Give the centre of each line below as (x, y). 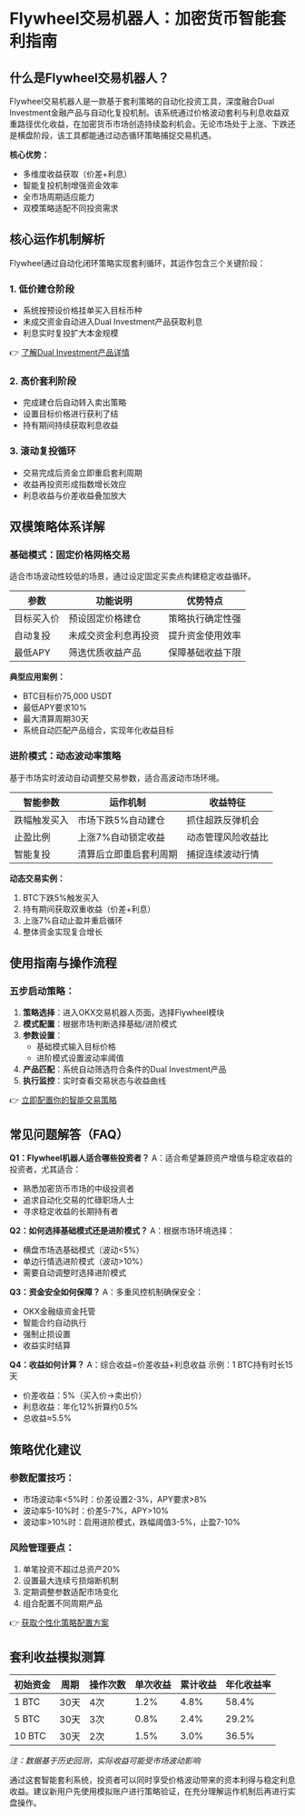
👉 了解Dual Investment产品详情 (69, 353)
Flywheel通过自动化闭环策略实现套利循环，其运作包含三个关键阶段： (138, 263)
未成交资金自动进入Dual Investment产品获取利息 (113, 322)
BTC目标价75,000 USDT (67, 696)
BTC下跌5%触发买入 (61, 897)
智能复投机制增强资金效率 (70, 185)
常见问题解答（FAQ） (69, 1134)
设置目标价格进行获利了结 (70, 414)
